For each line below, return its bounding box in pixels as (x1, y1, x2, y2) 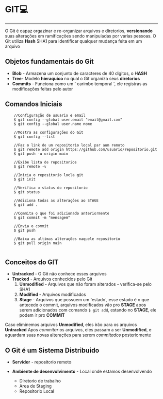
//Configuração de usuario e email (14, 113, 86, 118)
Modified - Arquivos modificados (19, 291, 86, 297)
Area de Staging (19, 383, 52, 389)
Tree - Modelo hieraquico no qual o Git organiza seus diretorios (12, 75, 140, 81)
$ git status (14, 189, 40, 195)
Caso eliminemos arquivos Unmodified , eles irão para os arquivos (5, 322, 137, 327)
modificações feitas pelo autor (12, 86, 73, 91)
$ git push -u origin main (14, 151, 68, 156)
